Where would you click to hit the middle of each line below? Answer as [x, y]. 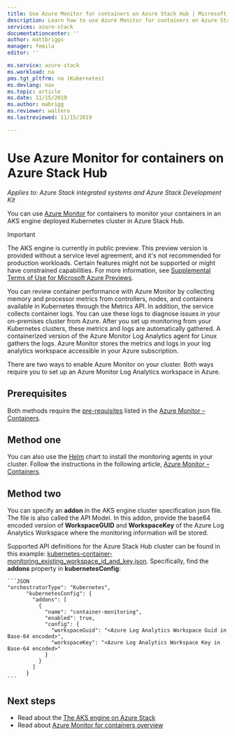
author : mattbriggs [36, 40]
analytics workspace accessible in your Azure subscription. [93, 351]
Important [21, 234]
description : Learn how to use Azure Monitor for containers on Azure [112, 20]
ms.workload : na [31, 72]
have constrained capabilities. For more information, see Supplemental [109, 270]
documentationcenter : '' [43, 33]
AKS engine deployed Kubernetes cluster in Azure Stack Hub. [96, 220]
